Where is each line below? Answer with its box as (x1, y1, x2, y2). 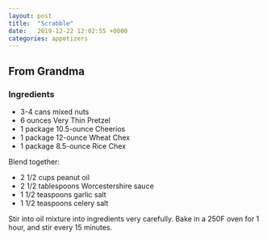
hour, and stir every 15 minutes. (8, 222, 113, 232)
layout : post (8, 11, 52, 20)
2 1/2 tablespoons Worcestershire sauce (19, 181, 155, 191)
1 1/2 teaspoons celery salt (19, 198, 109, 208)
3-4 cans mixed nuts (19, 107, 90, 116)
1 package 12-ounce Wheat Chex (19, 133, 131, 142)
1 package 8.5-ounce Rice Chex (19, 141, 127, 150)
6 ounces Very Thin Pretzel (19, 115, 111, 125)
